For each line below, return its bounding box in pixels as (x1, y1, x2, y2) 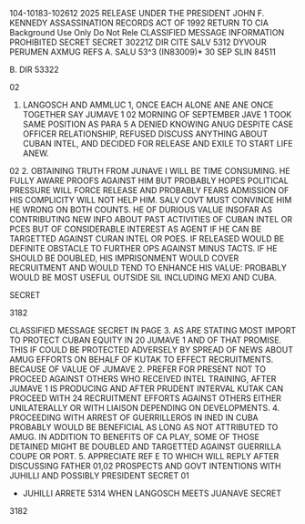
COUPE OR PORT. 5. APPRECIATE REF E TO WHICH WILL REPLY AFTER (9, 451, 280, 461)
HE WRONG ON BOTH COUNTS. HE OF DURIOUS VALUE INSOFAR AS (9, 204, 273, 215)
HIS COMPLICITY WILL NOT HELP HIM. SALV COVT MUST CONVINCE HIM (9, 195, 292, 205)
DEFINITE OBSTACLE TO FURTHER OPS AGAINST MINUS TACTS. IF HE (9, 243, 278, 253)
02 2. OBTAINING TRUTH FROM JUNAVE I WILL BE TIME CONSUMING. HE (9, 166, 290, 176)
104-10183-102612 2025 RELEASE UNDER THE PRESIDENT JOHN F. (9, 8, 265, 18)
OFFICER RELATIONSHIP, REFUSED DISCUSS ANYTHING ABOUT (22, 128, 269, 139)
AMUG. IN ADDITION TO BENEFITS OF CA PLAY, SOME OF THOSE (9, 432, 259, 442)
